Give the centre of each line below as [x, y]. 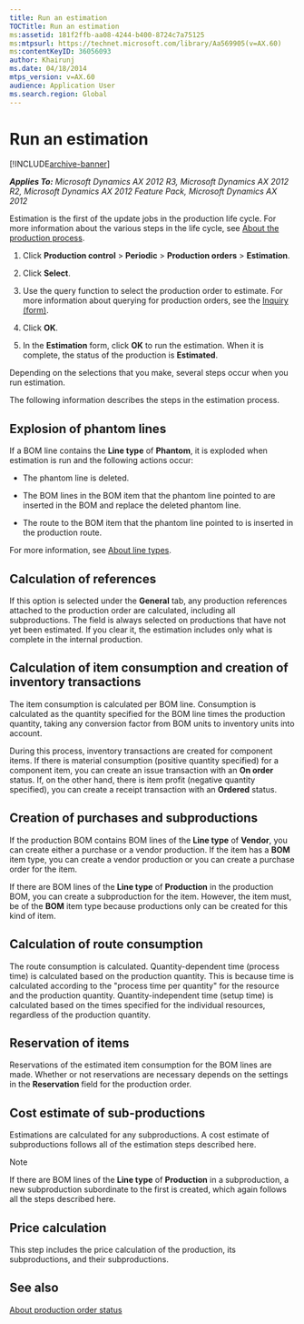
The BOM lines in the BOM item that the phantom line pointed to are [149, 496]
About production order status [66, 1309]
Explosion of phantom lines [88, 429]
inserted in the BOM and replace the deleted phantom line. [132, 505]
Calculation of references [83, 579]
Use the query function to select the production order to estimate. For [152, 291]
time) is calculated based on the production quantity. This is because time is [152, 975]
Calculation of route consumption [107, 944]
